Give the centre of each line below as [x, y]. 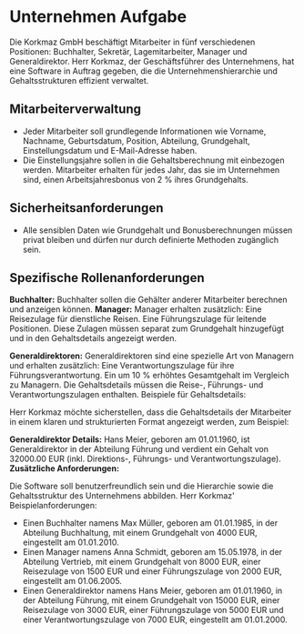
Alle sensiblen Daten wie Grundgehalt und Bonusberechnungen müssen [157, 230]
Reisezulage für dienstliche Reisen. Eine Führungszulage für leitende [138, 319]
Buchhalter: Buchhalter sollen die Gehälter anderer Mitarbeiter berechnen [149, 300]
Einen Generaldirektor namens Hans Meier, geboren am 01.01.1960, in [152, 591]
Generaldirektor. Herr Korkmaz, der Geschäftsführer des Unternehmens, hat [152, 61]
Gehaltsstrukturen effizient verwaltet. [79, 80]
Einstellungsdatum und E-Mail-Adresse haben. [110, 150]
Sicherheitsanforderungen [86, 208]
